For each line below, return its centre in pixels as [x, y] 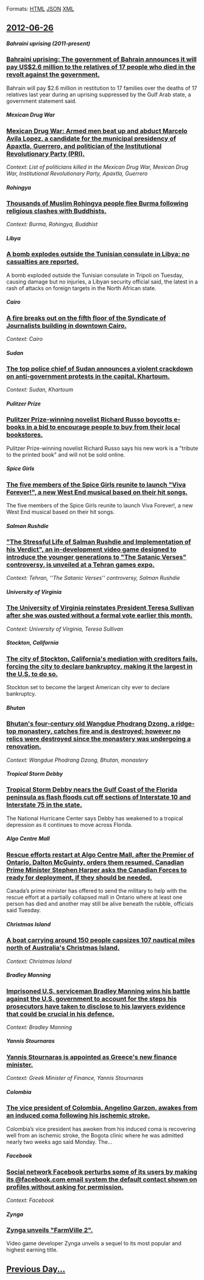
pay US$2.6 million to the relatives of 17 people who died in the [101, 67]
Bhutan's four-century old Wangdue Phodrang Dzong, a [90, 724]
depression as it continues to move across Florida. [69, 824]
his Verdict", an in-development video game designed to [91, 549]
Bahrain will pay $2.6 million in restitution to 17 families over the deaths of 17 [102, 88]
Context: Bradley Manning [39, 1027]
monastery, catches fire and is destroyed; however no [99, 731]
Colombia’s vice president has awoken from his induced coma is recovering [101, 1129]
